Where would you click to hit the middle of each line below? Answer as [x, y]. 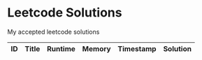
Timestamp [137, 48]
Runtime [61, 48]
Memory [96, 48]
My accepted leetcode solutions [53, 32]
